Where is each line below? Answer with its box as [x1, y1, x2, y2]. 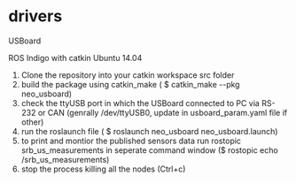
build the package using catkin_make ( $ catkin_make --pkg [20, 79, 240, 89]
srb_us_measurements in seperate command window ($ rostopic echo [20, 144, 278, 156]
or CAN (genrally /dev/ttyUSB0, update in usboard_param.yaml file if [37, 107, 288, 118]
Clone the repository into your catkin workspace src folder [20, 69, 235, 80]
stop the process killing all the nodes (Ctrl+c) [20, 164, 186, 174]
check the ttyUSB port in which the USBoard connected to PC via [20, 97, 261, 108]
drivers [8, 6, 63, 27]
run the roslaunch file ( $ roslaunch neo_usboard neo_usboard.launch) [20, 126, 278, 136]
